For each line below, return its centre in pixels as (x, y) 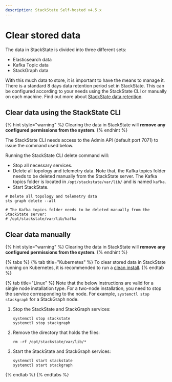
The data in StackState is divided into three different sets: (66, 50)
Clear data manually (38, 234)
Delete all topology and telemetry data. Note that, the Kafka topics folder (89, 171)
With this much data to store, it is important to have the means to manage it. (85, 80)
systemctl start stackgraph (42, 365)
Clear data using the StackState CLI (63, 112)
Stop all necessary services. (42, 165)
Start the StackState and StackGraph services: (62, 351)
